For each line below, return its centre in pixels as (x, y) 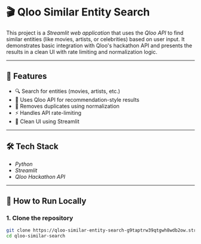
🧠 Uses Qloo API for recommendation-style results (77, 99)
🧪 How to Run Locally (46, 201)
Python (24, 164)
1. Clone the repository (40, 218)
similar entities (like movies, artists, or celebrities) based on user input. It (95, 39)
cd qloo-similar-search (36, 236)
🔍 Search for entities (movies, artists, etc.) (68, 91)
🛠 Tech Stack (32, 147)
